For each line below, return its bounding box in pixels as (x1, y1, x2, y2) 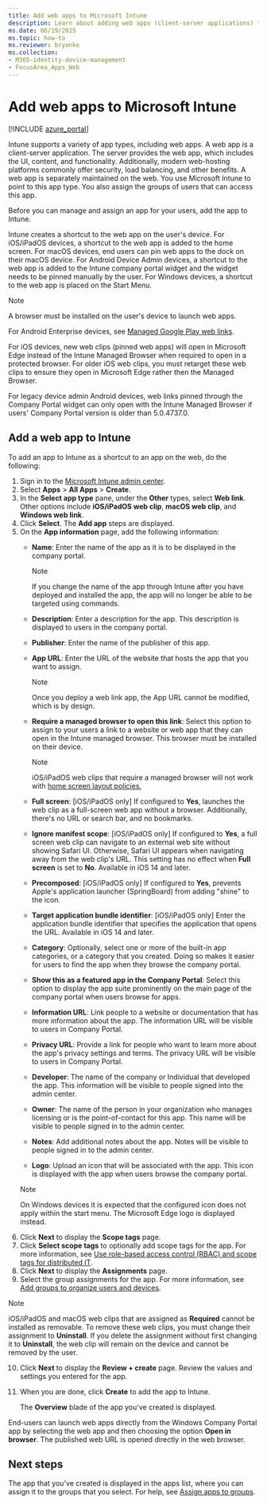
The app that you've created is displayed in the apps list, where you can (8, 1479, 244, 1488)
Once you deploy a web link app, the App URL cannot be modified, (31, 692, 250, 702)
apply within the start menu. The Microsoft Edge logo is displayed (19, 1208, 235, 1218)
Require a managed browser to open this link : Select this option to (31, 716, 252, 726)
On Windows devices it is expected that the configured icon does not (19, 1199, 246, 1210)
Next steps (8, 1457, 64, 1471)
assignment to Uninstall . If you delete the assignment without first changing (8, 1331, 257, 1340)
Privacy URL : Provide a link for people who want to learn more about (31, 1039, 257, 1049)
